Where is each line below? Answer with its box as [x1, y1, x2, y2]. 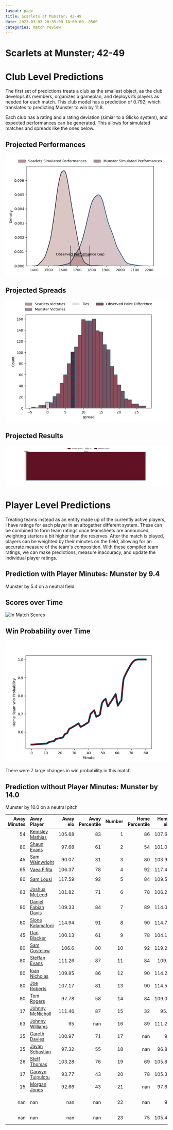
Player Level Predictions [5, 499, 111, 511]
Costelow [30, 948, 50, 953]
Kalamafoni [30, 922, 54, 929]
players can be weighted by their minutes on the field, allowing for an [5, 538, 152, 544]
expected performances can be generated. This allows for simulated [5, 120, 151, 126]
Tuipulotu [30, 1074, 50, 1080]
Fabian [30, 904, 45, 911]
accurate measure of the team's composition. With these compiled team [5, 544, 159, 550]
